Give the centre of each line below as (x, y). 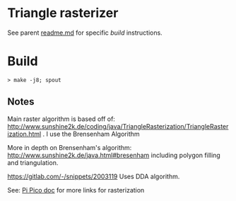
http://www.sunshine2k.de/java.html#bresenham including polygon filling (114, 155)
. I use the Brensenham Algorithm (91, 134)
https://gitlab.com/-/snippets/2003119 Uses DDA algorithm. (94, 176)
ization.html (24, 134)
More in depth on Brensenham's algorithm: (70, 147)
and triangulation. (33, 162)
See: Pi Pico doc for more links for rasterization (76, 190)
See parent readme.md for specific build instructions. (85, 33)
